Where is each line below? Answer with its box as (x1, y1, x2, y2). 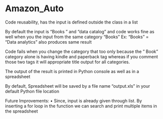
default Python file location (5, 88, 60, 94)
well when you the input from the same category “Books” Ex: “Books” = (5, 34, 149, 40)
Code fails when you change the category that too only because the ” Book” (5, 48, 159, 54)
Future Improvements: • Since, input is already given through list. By (5, 97, 143, 103)
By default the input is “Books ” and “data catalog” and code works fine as (5, 28, 155, 34)
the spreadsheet (5, 108, 38, 114)
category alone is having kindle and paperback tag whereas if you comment (5, 53, 158, 59)
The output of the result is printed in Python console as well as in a (5, 68, 139, 74)
